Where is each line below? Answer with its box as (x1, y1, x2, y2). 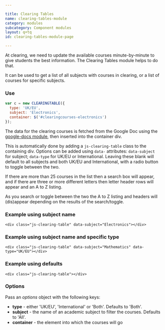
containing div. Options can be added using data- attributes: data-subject (5, 148, 155, 154)
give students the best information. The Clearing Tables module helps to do (5, 58, 158, 63)
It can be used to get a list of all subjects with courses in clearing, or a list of (5, 72, 160, 78)
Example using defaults (5, 261, 63, 267)
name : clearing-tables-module (5, 16, 67, 21)
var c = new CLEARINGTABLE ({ (5, 101, 65, 106)
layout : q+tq (5, 30, 32, 35)
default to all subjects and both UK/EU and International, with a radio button (5, 159, 159, 165)
